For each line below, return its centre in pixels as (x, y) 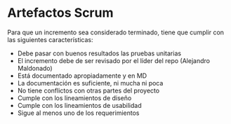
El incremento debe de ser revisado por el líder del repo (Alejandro (114, 60)
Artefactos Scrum (60, 13)
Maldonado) (35, 68)
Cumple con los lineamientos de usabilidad (79, 105)
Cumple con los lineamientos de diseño (74, 98)
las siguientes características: (50, 39)
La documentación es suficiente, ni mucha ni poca (90, 83)
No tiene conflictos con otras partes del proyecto (88, 90)
